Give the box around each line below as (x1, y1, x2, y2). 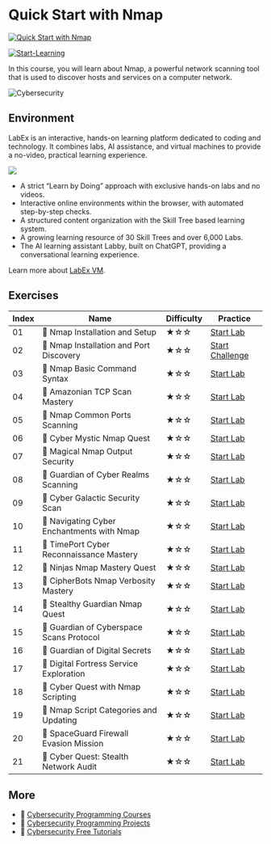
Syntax (42, 373, 69, 384)
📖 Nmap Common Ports (42, 409, 131, 420)
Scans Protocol (42, 631, 100, 643)
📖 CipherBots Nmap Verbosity (42, 575, 156, 586)
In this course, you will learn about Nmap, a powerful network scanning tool (8, 63, 260, 74)
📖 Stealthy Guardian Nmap (42, 598, 143, 610)
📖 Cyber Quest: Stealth (42, 750, 129, 762)
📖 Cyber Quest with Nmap (42, 681, 141, 692)
